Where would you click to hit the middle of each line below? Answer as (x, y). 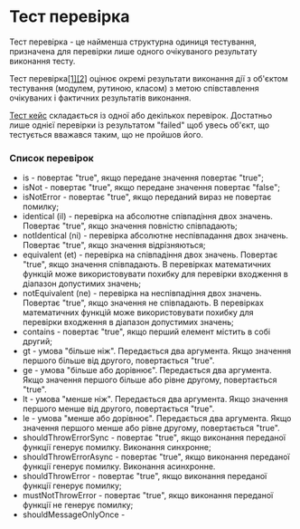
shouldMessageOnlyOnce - (74, 515)
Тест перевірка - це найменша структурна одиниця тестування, (133, 42)
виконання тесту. (42, 61)
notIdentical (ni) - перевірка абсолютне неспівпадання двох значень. (155, 236)
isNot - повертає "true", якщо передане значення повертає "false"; (151, 188)
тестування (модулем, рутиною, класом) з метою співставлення (134, 88)
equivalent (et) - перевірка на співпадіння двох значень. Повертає (150, 255)
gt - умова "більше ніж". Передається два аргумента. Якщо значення (157, 351)
